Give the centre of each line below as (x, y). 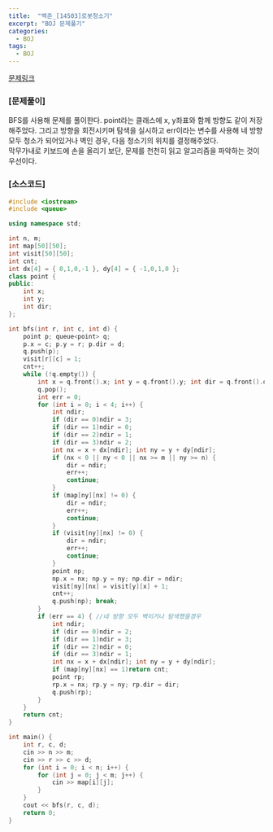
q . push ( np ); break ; (84, 602)
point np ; (68, 571)
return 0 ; (40, 812)
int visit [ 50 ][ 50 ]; (41, 253)
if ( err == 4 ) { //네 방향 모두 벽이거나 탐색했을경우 (119, 617)
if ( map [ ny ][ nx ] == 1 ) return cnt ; (110, 670)
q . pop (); (52, 389)
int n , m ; (25, 239)
